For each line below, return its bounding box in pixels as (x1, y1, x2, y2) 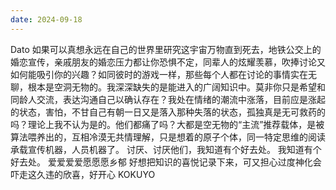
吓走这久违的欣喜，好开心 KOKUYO (10, 168, 156, 180)
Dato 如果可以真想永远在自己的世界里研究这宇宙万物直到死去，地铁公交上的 (10, 43, 322, 55)
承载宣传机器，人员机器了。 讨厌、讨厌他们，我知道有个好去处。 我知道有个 (10, 143, 322, 155)
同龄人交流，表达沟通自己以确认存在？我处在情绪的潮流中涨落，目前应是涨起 (10, 93, 326, 105)
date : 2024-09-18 (10, 14, 83, 25)
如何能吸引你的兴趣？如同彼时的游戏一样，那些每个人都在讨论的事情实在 (10, 68, 308, 80)
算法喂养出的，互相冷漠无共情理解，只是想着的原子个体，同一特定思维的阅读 (10, 131, 326, 143)
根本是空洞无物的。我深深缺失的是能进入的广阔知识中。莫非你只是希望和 (27, 81, 326, 93)
